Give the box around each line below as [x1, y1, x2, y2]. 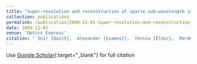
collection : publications [6, 14, 69, 20]
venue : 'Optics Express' [6, 30, 67, 36]
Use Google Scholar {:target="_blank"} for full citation [6, 52, 135, 58]
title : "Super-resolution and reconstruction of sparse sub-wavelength [6, 8, 185, 15]
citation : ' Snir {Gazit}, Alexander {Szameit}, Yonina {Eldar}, [6, 35, 175, 41]
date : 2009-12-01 [6, 24, 49, 31]
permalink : [6, 19, 33, 25]
